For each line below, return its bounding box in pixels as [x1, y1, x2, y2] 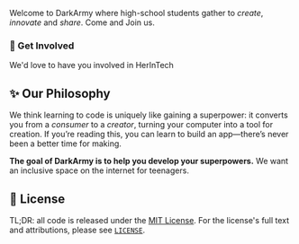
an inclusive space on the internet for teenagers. [9, 165, 189, 176]
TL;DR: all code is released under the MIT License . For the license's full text [9, 214, 290, 225]
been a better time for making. [9, 138, 122, 149]
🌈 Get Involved [9, 39, 75, 52]
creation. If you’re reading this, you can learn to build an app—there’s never [9, 129, 289, 140]
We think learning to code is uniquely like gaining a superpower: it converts [9, 109, 288, 120]
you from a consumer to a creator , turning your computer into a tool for [9, 119, 273, 130]
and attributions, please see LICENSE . [9, 224, 146, 235]
